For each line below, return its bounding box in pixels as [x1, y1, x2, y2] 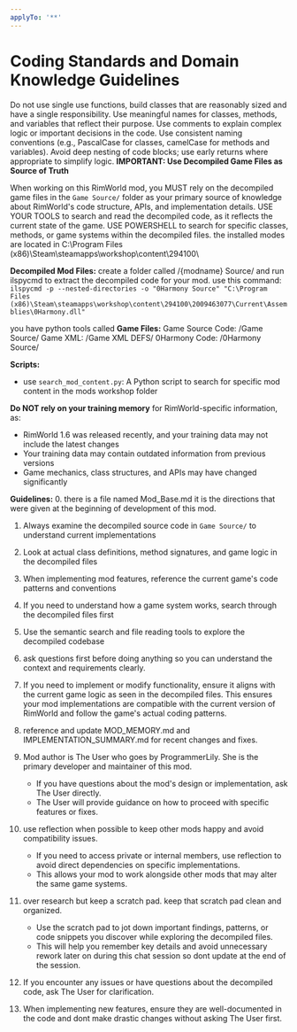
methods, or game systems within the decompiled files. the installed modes [10, 229, 286, 240]
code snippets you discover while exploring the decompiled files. [35, 931, 273, 942]
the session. [35, 959, 80, 970]
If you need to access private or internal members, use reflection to [35, 850, 282, 860]
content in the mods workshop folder [22, 385, 158, 396]
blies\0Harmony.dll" [10, 307, 87, 316]
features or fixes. [35, 806, 98, 817]
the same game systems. [35, 878, 127, 888]
